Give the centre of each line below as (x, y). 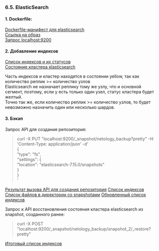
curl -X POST (30, 224)
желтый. (14, 97)
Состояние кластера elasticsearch (40, 67)
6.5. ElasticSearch (27, 7)
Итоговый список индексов (33, 243)
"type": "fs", (29, 154)
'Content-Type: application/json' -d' (53, 144)
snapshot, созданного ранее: (35, 214)
